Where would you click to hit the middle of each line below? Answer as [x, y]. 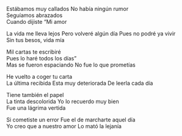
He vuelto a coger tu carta [39, 77]
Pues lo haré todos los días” [42, 58]
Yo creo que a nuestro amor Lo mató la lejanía [64, 126]
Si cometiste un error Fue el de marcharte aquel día [71, 120]
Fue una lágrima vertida [36, 108]
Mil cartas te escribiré [34, 52]
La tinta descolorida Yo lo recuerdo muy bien [63, 101]
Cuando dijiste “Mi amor [37, 22]
